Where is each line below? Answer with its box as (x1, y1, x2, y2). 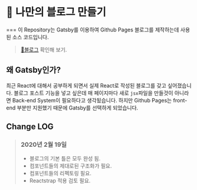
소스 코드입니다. (12, 33, 49, 40)
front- (173, 96, 188, 104)
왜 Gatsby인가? (6, 65, 61, 75)
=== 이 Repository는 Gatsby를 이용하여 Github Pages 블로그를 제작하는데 (6, 26, 179, 33)
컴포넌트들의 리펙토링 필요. (29, 170, 92, 177)
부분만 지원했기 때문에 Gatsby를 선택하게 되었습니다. (17, 104, 138, 111)
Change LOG (6, 122, 54, 132)
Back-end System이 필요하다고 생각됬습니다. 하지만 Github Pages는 (12, 96, 172, 104)
